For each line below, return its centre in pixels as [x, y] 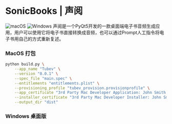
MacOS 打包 [20, 53]
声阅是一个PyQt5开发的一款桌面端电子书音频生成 [104, 26]
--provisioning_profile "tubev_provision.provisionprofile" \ [82, 88]
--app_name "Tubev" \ [37, 69]
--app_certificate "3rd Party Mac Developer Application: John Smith [90, 93]
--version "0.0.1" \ [36, 73]
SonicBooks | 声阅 [44, 11]
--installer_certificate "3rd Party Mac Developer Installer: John [88, 97]
